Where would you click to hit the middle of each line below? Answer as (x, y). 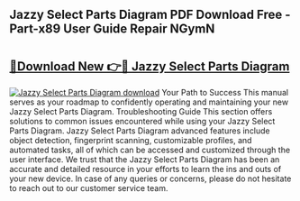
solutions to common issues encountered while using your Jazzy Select (142, 121)
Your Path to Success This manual (225, 92)
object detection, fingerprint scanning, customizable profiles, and (131, 140)
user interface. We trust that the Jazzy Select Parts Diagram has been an (145, 160)
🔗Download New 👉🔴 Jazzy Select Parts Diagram (150, 66)
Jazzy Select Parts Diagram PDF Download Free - (150, 15)
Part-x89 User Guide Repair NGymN (112, 29)
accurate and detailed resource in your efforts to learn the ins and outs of (145, 169)
